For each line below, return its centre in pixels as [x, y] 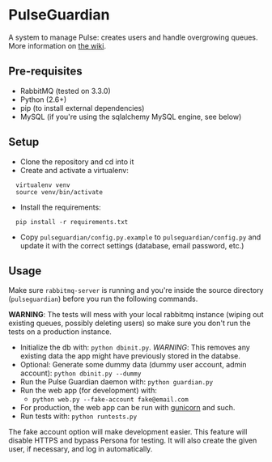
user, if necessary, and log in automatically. [81, 449]
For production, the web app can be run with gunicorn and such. [127, 408]
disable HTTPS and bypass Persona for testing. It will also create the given [133, 441]
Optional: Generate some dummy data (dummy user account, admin [133, 365]
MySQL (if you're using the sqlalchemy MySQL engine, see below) [131, 117]
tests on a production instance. [60, 332]
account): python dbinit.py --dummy [81, 373]
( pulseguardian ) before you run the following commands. [103, 299]
